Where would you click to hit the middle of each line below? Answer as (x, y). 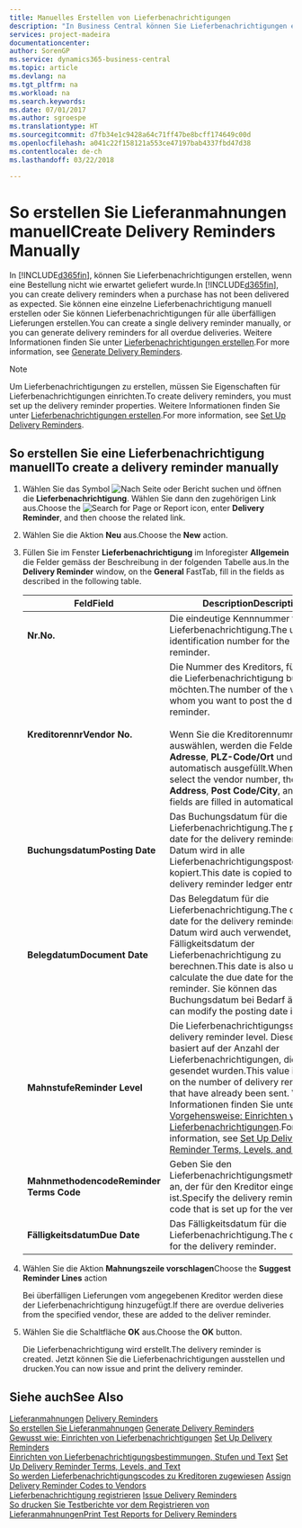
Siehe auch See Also (67, 1397)
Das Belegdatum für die (219, 899)
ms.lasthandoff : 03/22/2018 (62, 160)
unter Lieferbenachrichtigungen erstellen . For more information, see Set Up (147, 416)
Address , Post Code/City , (225, 791)
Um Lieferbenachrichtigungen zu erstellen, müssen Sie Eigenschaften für (145, 387)
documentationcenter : (50, 43)
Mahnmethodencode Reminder (94, 1182)
